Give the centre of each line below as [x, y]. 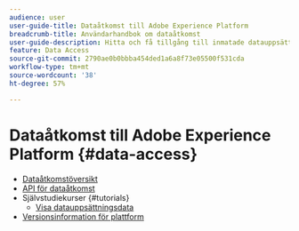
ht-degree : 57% [37, 84]
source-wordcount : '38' [53, 76]
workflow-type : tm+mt [49, 68]
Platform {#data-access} [104, 154]
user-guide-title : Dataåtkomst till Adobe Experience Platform [129, 26]
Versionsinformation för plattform [83, 216]
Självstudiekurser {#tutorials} [76, 197]
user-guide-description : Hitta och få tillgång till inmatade [127, 42]
